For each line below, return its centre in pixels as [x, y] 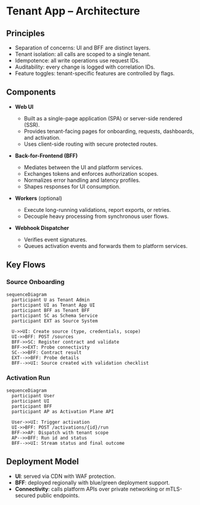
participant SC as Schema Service [55, 315]
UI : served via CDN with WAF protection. [65, 476]
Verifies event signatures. [55, 240]
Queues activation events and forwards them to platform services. [106, 246]
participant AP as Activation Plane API [63, 411]
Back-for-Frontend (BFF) [46, 155]
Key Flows [26, 265]
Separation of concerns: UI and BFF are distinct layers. [83, 48]
